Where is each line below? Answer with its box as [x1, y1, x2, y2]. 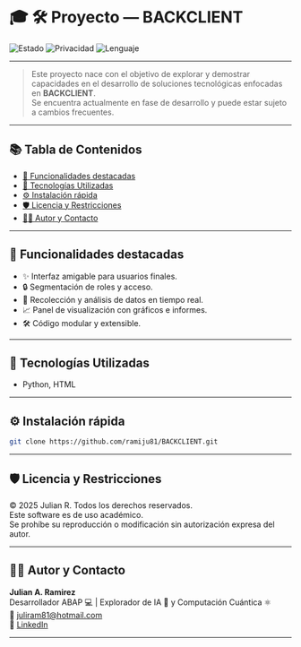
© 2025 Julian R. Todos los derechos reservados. [9, 499, 193, 511]
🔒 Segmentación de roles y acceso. [21, 281, 154, 292]
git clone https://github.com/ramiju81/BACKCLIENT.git [9, 437, 219, 446]
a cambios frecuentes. [30, 107, 115, 117]
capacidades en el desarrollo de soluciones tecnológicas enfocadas [30, 78, 283, 89]
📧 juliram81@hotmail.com [9, 609, 103, 620]
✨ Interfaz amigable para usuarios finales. [21, 271, 177, 281]
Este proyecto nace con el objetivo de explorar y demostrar [30, 68, 251, 79]
